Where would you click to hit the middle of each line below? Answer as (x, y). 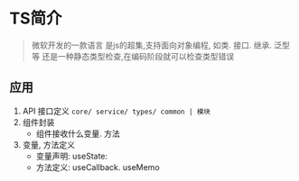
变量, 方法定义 (48, 144)
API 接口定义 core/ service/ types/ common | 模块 (116, 111)
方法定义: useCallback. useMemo (98, 167)
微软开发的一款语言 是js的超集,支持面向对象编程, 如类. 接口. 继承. (152, 45)
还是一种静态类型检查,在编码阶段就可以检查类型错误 (138, 56)
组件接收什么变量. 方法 (78, 133)
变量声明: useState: (72, 156)
